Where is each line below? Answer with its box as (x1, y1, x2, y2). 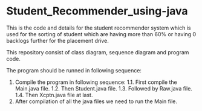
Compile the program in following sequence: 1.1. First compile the (15, 78, 177, 86)
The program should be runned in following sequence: (6, 66, 142, 74)
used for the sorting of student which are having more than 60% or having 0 (6, 30, 197, 37)
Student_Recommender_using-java (6, 4, 189, 18)
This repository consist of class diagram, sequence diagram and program (6, 48, 189, 55)
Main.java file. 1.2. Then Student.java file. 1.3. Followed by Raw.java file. (15, 84, 192, 92)
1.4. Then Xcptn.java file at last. (15, 91, 93, 98)
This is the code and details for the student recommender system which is (6, 24, 191, 31)
